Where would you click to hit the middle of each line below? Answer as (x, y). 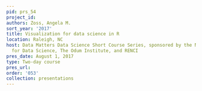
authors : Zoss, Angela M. (38, 23)
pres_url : (19, 67)
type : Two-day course (33, 62)
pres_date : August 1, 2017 (40, 56)
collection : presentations (40, 78)
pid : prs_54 (21, 12)
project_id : (21, 17)
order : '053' (23, 73)
